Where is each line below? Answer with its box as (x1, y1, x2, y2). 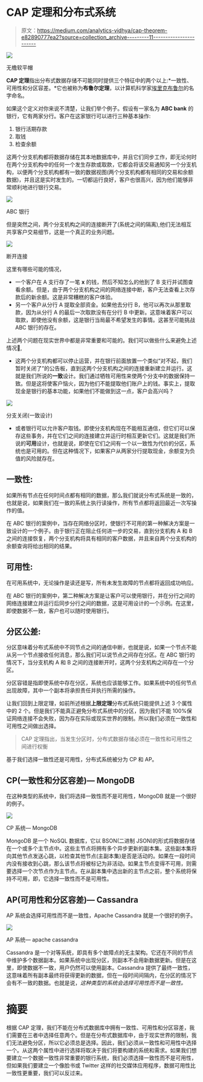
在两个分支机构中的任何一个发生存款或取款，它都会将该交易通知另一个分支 (6, 161, 192, 168)
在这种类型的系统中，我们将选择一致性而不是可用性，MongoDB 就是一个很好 (6, 792, 197, 800)
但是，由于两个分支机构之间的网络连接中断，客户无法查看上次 (36, 286, 190, 293)
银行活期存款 (14, 125, 47, 132)
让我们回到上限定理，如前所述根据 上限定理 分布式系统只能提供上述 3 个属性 (6, 700, 193, 707)
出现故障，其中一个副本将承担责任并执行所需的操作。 (6, 687, 139, 694)
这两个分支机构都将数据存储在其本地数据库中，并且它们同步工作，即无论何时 (6, 153, 197, 161)
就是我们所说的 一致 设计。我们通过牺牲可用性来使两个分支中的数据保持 (14, 372, 190, 379)
